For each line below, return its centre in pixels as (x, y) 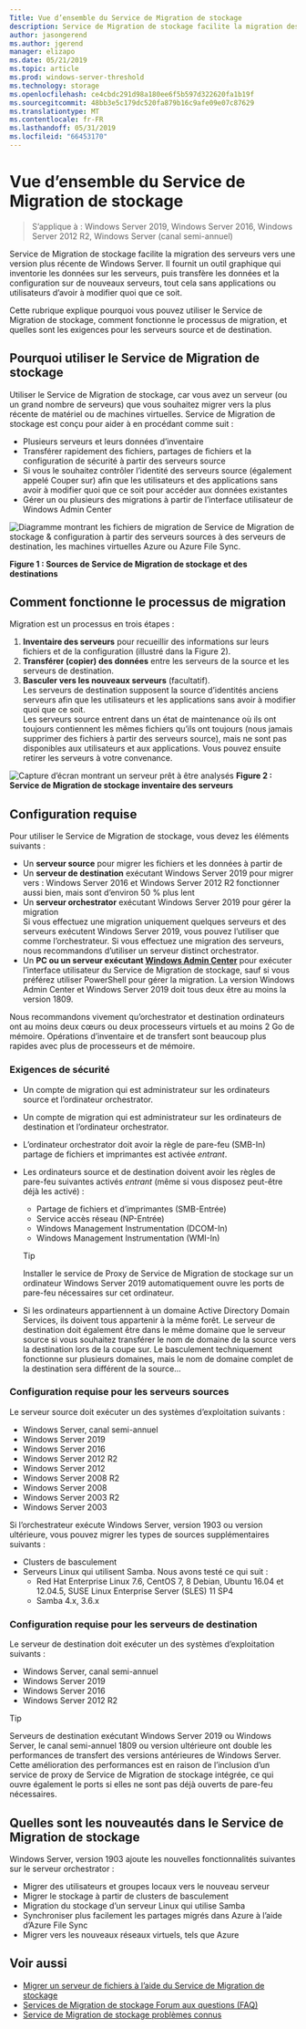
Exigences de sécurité (60, 1070)
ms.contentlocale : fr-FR (56, 120)
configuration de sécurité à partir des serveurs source (124, 461)
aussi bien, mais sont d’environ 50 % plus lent (109, 893)
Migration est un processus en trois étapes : (92, 624)
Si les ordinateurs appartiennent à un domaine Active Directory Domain (156, 1310)
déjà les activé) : (53, 1191)
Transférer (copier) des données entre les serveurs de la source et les (156, 661)
